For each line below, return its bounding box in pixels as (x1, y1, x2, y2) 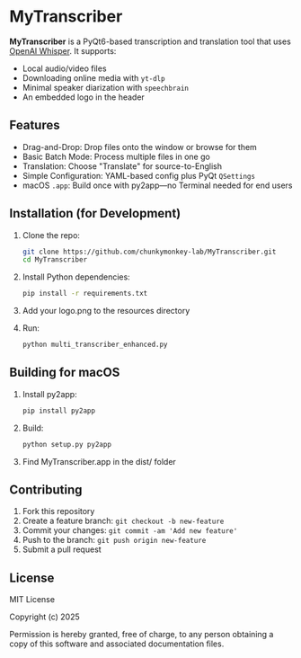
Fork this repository (22, 506, 95, 517)
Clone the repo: (22, 229, 81, 240)
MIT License (9, 594, 56, 605)
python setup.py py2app (22, 440, 112, 449)
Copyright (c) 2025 (9, 611, 81, 622)
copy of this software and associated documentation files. (9, 638, 225, 649)
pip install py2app (22, 406, 96, 415)
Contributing (9, 483, 83, 498)
